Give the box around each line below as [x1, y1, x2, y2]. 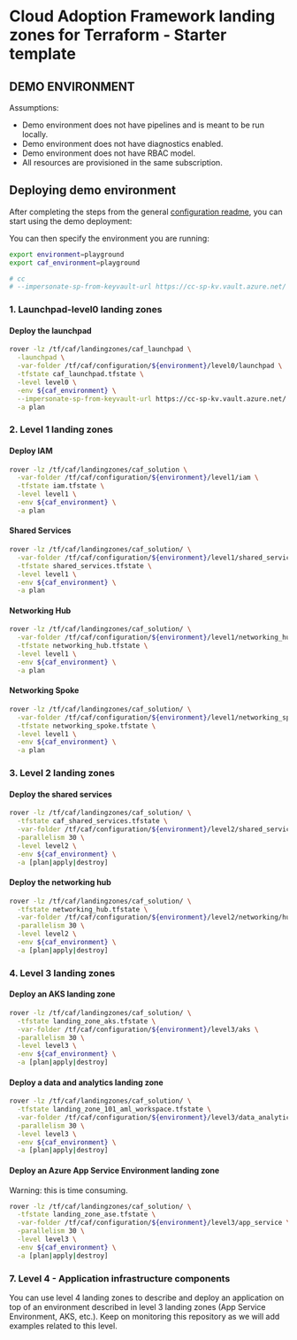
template [9, 44, 77, 64]
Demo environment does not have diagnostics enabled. [21, 139, 224, 149]
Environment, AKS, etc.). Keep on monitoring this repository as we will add [9, 1311, 280, 1321]
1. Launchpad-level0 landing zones [9, 304, 163, 316]
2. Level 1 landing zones [9, 423, 113, 435]
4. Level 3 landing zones [9, 966, 116, 979]
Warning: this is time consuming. [9, 1184, 128, 1196]
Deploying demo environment [9, 183, 177, 198]
